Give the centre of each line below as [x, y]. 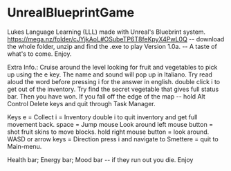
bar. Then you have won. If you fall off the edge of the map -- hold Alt [106, 96]
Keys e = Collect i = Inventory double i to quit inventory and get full [102, 117]
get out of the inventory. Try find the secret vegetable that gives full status [113, 89]
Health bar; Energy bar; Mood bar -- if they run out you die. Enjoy [100, 159]
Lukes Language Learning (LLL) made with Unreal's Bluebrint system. [107, 32]
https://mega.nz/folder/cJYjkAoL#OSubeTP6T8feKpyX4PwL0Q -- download [116, 39]
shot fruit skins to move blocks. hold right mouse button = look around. [108, 132]
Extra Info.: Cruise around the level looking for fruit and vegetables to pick [112, 67]
